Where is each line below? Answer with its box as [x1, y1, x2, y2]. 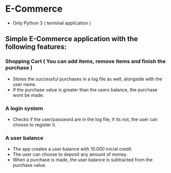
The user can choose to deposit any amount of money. [12, 151, 128, 158]
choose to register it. [12, 122, 56, 128]
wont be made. [12, 92, 44, 98]
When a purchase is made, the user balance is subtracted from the [12, 157, 153, 163]
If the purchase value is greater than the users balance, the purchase [12, 86, 158, 93]
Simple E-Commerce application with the [5, 35, 138, 43]
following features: [5, 43, 67, 51]
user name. [12, 81, 37, 87]
